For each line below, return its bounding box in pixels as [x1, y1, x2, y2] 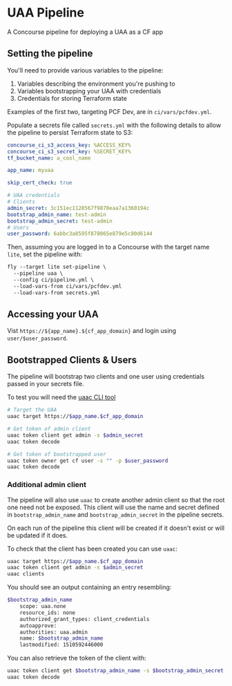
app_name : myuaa [7, 167, 54, 174]
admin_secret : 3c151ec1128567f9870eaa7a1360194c [7, 204, 150, 211]
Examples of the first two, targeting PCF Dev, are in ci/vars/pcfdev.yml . [7, 107, 212, 115]
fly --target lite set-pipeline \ [7, 264, 107, 271]
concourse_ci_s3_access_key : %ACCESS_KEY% [7, 142, 131, 149]
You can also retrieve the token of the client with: [7, 654, 146, 663]
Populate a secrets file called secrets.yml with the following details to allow [7, 121, 222, 129]
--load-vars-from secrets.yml [13, 289, 100, 296]
